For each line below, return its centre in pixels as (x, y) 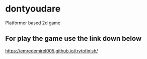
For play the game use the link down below (73, 39)
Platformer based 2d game (33, 23)
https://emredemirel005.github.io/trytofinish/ (52, 50)
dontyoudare (33, 9)
